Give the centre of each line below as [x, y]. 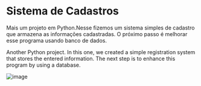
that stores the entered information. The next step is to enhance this [91, 58]
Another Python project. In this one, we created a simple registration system [101, 52]
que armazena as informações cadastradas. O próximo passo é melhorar [97, 34]
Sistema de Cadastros [63, 11]
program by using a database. [43, 65]
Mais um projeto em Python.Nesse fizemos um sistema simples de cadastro [101, 28]
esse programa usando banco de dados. [57, 40]
